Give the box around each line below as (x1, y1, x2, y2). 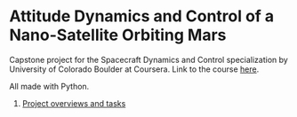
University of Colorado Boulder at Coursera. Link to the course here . (9, 64, 260, 74)
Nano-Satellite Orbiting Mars (9, 25, 227, 45)
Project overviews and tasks (21, 97, 126, 108)
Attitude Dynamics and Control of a (9, 6, 275, 27)
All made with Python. (9, 81, 90, 91)
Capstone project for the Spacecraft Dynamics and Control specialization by (9, 54, 289, 65)
